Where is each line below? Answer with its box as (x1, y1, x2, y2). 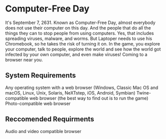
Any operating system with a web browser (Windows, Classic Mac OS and (5, 84, 158, 90)
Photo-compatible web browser (5, 100, 71, 106)
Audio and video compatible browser (5, 128, 82, 134)
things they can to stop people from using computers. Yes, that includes (5, 30, 154, 36)
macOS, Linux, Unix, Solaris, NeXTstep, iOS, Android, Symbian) (5, 89, 135, 95)
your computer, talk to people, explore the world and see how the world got (5, 46, 161, 52)
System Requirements (5, 71, 76, 80)
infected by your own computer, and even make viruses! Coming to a (5, 51, 148, 57)
